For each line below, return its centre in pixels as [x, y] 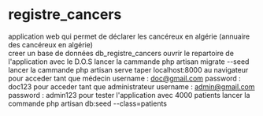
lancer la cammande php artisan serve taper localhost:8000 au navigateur [128, 69]
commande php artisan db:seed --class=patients [88, 103]
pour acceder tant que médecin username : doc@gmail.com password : [125, 78]
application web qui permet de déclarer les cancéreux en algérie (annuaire [129, 36]
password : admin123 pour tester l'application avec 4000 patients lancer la [129, 95]
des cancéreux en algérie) [50, 44]
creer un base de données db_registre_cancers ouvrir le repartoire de [121, 53]
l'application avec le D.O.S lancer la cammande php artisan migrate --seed [129, 62]
